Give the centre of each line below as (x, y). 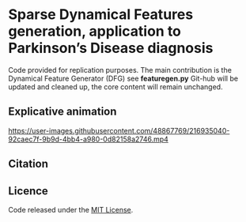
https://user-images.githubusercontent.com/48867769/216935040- (119, 130)
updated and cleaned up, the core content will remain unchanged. (115, 87)
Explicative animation (62, 112)
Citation (28, 164)
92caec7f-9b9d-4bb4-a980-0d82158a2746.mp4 (88, 139)
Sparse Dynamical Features (101, 15)
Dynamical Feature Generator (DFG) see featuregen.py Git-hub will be (123, 78)
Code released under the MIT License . (71, 209)
